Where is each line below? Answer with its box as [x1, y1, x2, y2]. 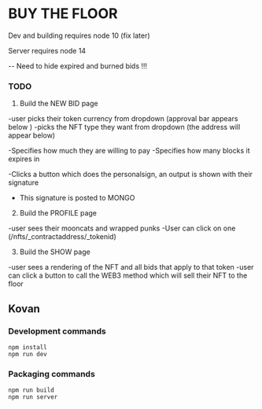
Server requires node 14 [8, 46, 87, 55]
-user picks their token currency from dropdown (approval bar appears [8, 114, 238, 123]
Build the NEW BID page [19, 99, 98, 109]
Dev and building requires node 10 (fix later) [8, 31, 151, 40]
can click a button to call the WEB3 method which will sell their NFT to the [8, 271, 248, 280]
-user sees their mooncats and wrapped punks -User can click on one [8, 223, 236, 233]
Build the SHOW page [19, 247, 90, 256]
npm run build [8, 386, 55, 394]
